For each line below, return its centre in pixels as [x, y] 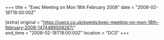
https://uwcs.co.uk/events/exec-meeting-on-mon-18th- [101, 22]
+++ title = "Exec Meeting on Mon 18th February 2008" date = [70, 7]
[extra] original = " [24, 22]
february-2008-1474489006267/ [40, 27]
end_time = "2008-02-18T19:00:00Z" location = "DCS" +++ [67, 33]
